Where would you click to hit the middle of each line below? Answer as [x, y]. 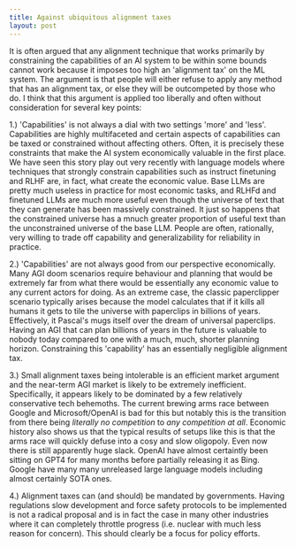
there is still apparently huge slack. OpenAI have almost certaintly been [139, 450]
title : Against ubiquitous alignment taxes [91, 17]
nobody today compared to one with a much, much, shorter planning [134, 339]
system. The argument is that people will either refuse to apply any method [146, 79]
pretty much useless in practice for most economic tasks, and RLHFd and [143, 190]
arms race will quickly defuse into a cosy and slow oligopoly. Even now [138, 441]
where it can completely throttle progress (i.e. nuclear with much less [135, 524]
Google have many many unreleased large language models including [136, 469]
